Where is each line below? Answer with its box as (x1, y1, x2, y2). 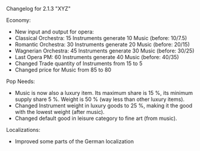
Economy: (6, 17, 31, 23)
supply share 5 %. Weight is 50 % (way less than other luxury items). (14, 95, 185, 103)
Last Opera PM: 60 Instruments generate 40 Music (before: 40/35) (14, 54, 179, 60)
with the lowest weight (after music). (14, 109, 105, 115)
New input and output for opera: (14, 28, 94, 35)
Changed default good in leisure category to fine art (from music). (14, 115, 177, 122)
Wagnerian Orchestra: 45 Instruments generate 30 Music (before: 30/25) (14, 47, 195, 54)
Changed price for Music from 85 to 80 (14, 66, 112, 73)
